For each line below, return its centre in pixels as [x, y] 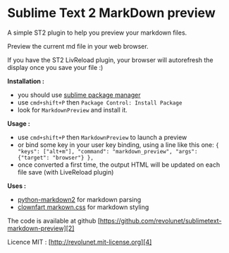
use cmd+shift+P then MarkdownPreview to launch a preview [102, 137]
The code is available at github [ [54, 220]
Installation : [26, 81]
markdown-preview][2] [41, 228]
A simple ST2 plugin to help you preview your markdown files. [97, 33]
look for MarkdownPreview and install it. [73, 110]
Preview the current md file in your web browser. [78, 46]
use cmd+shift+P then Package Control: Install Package [100, 102]
